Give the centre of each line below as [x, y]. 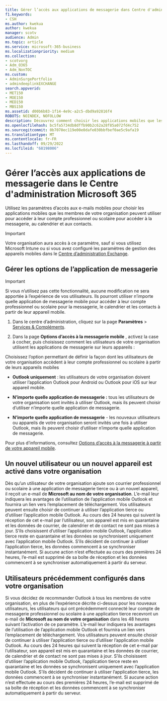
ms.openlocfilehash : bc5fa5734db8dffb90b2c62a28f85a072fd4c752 [72, 125]
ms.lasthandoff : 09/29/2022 [34, 144]
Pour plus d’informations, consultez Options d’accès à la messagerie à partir [83, 442]
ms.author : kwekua [24, 24]
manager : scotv [21, 33]
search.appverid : [23, 88]
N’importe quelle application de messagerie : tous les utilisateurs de [83, 397]
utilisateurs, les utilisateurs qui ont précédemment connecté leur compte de [83, 609]
